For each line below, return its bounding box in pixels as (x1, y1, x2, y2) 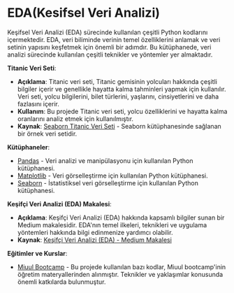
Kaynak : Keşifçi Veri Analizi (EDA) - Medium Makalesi (17, 236, 173, 244)
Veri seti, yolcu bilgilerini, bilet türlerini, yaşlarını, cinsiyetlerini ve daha (17, 92, 219, 101)
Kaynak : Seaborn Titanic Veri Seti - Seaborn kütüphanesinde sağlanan (17, 122, 221, 130)
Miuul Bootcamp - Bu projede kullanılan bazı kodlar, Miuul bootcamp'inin (17, 262, 226, 271)
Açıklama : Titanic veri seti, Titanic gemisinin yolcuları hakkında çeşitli (17, 77, 218, 85)
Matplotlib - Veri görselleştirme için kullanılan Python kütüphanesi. (17, 171, 208, 180)
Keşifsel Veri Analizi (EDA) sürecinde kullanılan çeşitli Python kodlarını (7, 28, 208, 36)
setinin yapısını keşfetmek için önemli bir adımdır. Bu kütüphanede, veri (7, 43, 212, 51)
